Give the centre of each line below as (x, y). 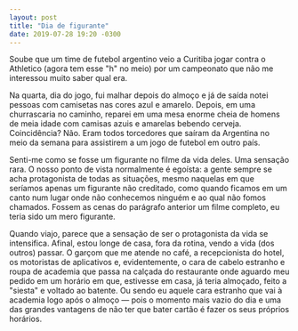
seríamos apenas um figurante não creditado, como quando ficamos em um (148, 189)
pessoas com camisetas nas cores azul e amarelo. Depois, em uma (133, 105)
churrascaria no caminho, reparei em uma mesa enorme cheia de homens (145, 114)
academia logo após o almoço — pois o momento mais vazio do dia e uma (145, 300)
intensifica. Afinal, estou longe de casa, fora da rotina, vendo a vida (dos (142, 243)
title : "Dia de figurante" (59, 26)
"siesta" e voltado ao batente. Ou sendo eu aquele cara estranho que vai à (146, 291)
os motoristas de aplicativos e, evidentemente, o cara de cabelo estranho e (147, 262)
